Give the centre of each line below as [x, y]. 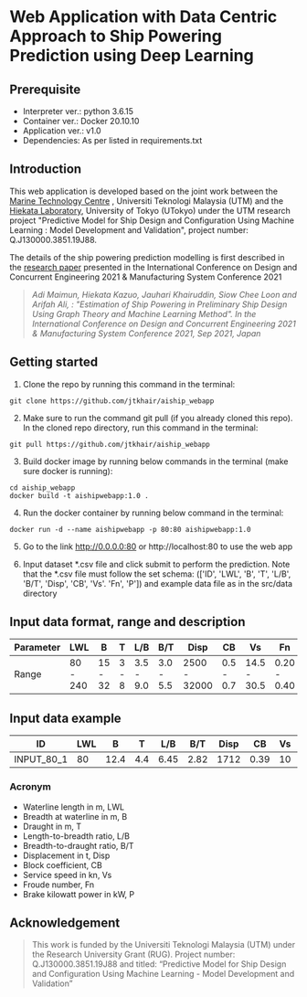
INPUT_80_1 [41, 759]
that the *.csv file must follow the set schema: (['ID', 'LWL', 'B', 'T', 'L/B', [157, 574]
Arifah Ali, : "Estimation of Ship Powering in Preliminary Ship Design [159, 304]
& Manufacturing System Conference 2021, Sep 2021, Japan [146, 333]
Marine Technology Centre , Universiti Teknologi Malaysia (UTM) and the [147, 201]
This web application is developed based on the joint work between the [144, 191]
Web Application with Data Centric [143, 17]
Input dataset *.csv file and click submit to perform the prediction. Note [156, 564]
